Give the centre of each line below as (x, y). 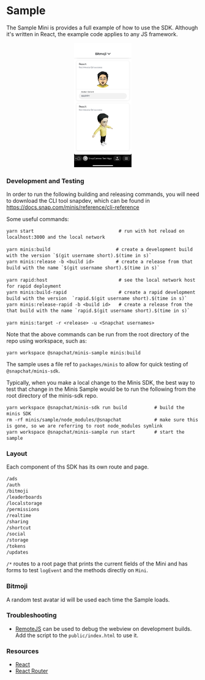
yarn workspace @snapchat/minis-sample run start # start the (95, 432)
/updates (17, 553)
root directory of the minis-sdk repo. (52, 395)
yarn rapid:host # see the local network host (101, 280)
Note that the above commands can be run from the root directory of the (98, 334)
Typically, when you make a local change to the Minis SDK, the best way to (101, 382)
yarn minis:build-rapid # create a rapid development (101, 292)
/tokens (16, 546)
